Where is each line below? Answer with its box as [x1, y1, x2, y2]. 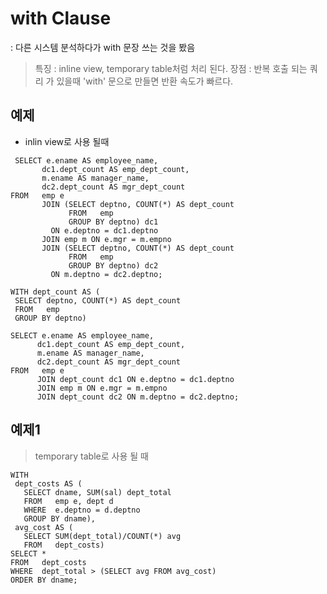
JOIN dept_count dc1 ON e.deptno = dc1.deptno [36, 374, 235, 384]
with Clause [10, 7, 112, 30]
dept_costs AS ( [14, 478, 83, 489]
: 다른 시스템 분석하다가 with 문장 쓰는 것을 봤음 [10, 41, 196, 53]
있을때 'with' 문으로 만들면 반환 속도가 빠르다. [56, 75, 234, 87]
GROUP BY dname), [23, 513, 97, 524]
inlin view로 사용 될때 [24, 135, 110, 147]
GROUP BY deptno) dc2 [68, 260, 159, 271]
